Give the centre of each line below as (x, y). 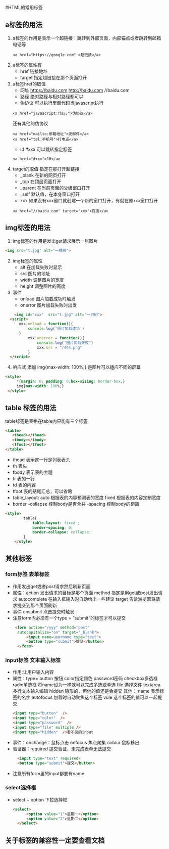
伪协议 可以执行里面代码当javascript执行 (62, 103)
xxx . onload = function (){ (46, 324)
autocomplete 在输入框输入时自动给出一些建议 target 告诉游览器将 (87, 599)
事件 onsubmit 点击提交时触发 (43, 611)
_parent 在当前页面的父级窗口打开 (55, 188)
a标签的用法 (24, 25)
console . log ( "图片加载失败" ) (65, 343)
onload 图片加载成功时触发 (48, 299)
